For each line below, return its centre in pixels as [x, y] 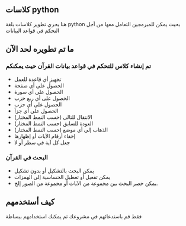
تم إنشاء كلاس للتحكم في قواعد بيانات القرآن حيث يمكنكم [78, 66]
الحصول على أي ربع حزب [42, 98]
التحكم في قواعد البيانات [33, 30]
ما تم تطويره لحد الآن [40, 49]
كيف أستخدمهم [30, 202]
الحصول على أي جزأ [36, 111]
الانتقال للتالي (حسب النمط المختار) [53, 117]
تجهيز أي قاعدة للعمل [38, 79]
